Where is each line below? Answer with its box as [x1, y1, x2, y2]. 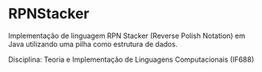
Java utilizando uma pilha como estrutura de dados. [8, 39, 178, 48]
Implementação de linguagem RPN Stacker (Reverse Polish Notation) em [8, 31, 246, 40]
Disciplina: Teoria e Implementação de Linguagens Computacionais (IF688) [8, 55, 255, 64]
